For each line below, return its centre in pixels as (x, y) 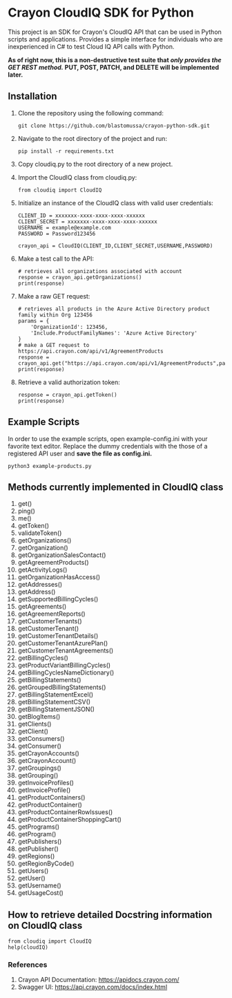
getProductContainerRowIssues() (65, 812)
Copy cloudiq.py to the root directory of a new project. (95, 164)
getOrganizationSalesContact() (62, 555)
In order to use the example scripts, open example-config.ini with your (108, 439)
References (28, 965)
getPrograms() (39, 827)
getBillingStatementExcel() (56, 695)
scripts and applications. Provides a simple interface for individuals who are (115, 39)
